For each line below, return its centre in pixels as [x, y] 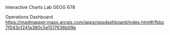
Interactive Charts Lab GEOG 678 [40, 7]
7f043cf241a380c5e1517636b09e [41, 27]
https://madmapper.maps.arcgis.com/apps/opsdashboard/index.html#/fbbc [85, 22]
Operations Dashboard [29, 17]
